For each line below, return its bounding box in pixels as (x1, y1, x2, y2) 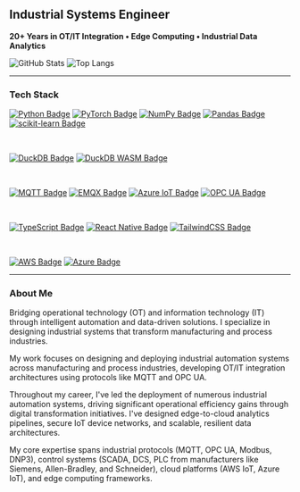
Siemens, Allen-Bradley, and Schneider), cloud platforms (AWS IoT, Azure (9, 463, 280, 474)
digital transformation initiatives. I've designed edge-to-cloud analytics (9, 408, 270, 419)
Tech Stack (9, 88, 60, 101)
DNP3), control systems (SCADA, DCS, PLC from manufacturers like (9, 454, 259, 465)
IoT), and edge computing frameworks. (9, 473, 154, 484)
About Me (9, 288, 54, 300)
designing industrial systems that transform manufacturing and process (9, 326, 272, 338)
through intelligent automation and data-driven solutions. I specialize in (9, 317, 271, 328)
